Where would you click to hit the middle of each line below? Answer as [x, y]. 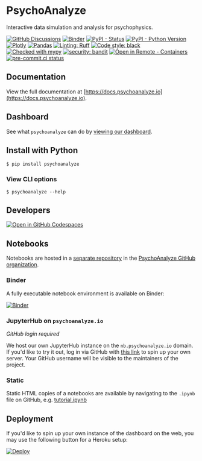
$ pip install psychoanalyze [43, 164]
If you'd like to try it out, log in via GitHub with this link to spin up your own [99, 352]
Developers [28, 211]
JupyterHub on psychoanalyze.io [55, 321]
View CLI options [32, 180]
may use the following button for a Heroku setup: [67, 440]
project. [16, 365]
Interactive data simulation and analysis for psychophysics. [80, 27]
